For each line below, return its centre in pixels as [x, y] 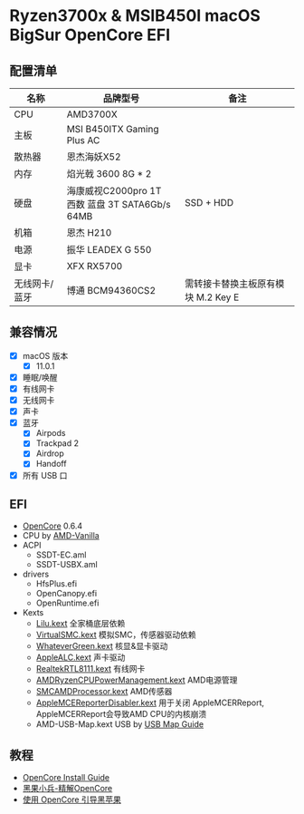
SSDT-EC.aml [61, 555]
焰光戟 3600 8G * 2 [109, 174]
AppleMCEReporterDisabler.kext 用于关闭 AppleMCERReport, [150, 703]
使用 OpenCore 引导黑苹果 [72, 799]
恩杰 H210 [89, 233]
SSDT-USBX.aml [66, 565]
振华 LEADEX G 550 [109, 250]
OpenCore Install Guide [66, 778]
